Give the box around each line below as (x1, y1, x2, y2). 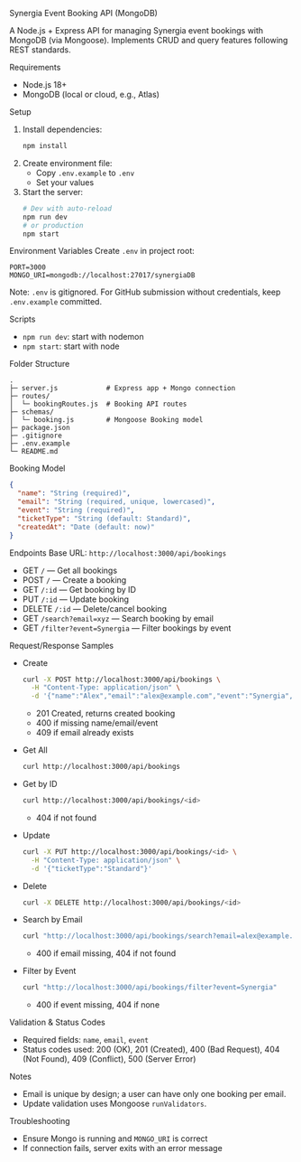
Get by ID (22, 779, 58, 789)
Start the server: (22, 186, 84, 197)
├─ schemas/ (9, 408, 54, 417)
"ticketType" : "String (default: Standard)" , (17, 514, 192, 523)
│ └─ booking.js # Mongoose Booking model (9, 416, 204, 425)
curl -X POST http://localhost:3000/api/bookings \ (22, 675, 221, 684)
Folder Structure (9, 359, 70, 370)
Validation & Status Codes (9, 1017, 105, 1028)
